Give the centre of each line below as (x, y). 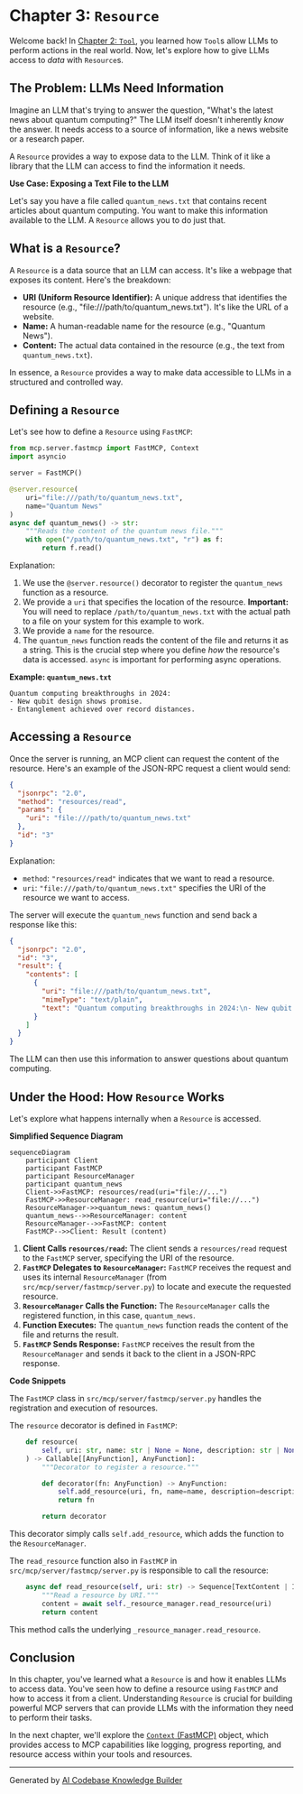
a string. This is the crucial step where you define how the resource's (151, 650)
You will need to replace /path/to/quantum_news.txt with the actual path (156, 611)
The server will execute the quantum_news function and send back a (133, 915)
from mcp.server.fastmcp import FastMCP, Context (105, 448)
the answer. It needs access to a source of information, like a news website (149, 129)
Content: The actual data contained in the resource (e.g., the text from (154, 345)
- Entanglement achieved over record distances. (102, 709)
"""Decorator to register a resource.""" (121, 1467)
